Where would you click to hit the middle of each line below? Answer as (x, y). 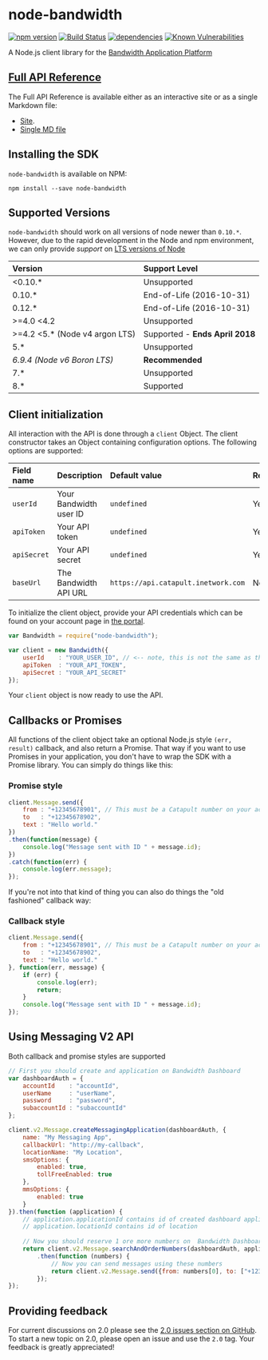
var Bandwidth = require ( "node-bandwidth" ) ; (83, 636)
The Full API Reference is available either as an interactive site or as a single (133, 97)
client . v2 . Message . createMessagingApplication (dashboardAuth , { (117, 1130)
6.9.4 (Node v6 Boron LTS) (63, 360)
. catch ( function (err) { (48, 862)
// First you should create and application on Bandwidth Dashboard (124, 1071)
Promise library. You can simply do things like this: (91, 765)
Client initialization (56, 415)
